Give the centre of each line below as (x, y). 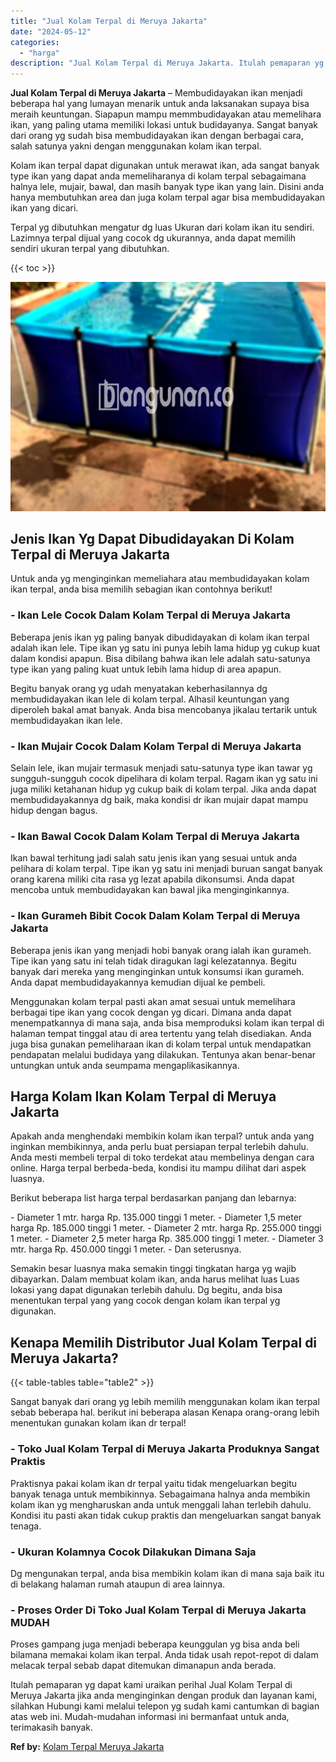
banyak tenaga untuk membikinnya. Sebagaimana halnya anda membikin (160, 1494)
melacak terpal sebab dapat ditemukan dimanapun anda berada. (143, 1666)
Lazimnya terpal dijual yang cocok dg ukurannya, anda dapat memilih (153, 238)
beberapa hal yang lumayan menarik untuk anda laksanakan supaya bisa (160, 104)
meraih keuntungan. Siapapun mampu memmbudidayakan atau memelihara (166, 114)
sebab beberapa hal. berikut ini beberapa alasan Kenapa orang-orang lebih (165, 1412)
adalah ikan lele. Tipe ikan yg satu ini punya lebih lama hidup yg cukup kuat (165, 647)
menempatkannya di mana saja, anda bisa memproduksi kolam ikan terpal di (167, 1022)
